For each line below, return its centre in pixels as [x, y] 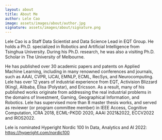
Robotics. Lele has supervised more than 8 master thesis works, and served [81, 103]
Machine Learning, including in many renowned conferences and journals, [79, 71]
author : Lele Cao [23, 18]
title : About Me [21, 14]
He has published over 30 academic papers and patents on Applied [72, 67]
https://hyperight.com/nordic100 [37, 133]
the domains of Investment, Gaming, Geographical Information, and [72, 97]
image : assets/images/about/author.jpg [45, 23]
